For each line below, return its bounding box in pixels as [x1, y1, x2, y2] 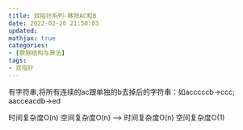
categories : [8, 42, 48, 50]
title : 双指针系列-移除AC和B [8, 11, 97, 20]
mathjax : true [8, 34, 57, 43]
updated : [8, 26, 38, 35]
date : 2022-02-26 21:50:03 [8, 19, 99, 27]
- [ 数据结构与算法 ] [8, 49, 65, 57]
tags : [8, 57, 27, 65]
